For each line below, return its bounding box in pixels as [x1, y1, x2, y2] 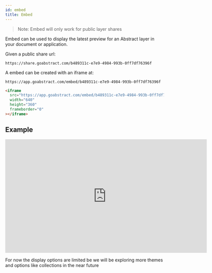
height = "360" [10, 102, 37, 107]
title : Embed [5, 12, 33, 17]
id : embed [5, 7, 26, 13]
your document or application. [5, 41, 68, 47]
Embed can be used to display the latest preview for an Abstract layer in [5, 36, 155, 42]
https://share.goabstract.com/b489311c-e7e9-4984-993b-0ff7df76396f [5, 61, 152, 66]
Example [5, 126, 33, 134]
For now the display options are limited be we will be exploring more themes [5, 257, 163, 263]
